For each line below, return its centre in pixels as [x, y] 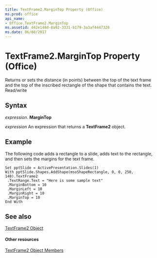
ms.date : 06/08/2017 [26, 32]
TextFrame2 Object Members [34, 250]
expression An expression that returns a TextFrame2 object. [65, 126]
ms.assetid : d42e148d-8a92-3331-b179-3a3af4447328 [57, 28]
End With [14, 202]
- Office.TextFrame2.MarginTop [37, 23]
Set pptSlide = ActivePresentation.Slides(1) [52, 168]
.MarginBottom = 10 [27, 185]
